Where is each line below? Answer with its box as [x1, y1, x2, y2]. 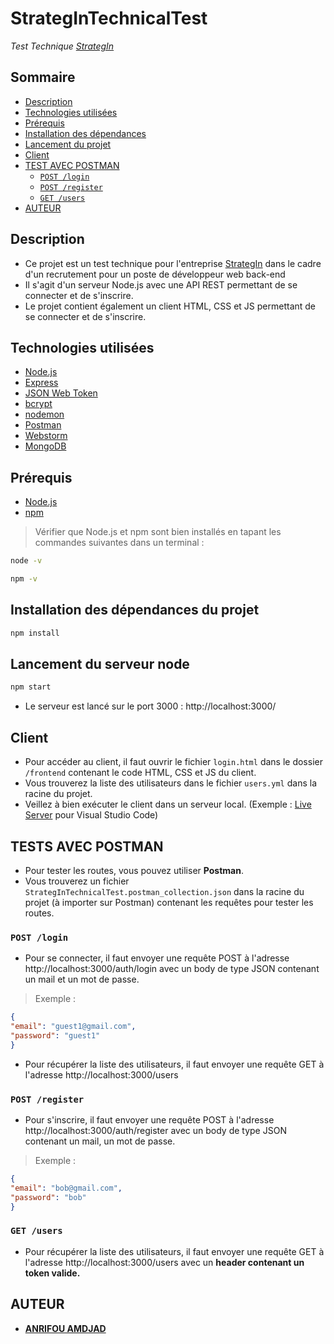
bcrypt [24, 398, 53, 410]
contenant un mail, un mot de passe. [24, 1135, 176, 1147]
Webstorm [24, 430, 68, 442]
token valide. [24, 1267, 81, 1279]
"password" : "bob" [10, 1192, 87, 1202]
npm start [10, 682, 52, 692]
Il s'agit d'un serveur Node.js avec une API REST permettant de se [24, 278, 298, 291]
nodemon [24, 408, 65, 421]
